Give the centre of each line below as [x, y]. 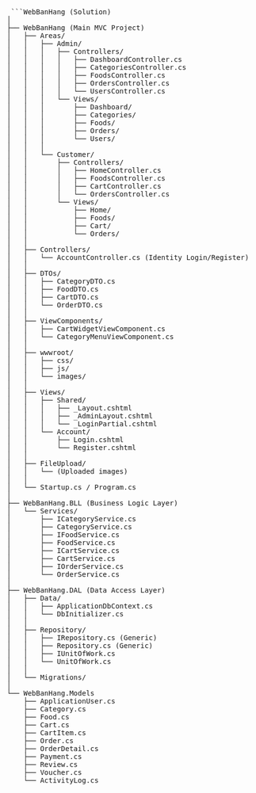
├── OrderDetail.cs [61, 749]
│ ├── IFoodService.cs [63, 535]
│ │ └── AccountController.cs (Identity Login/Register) [128, 257]
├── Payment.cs [53, 757]
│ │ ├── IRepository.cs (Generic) [82, 638]
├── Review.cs [51, 764]
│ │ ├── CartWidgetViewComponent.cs [86, 329]
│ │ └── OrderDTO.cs [55, 305]
